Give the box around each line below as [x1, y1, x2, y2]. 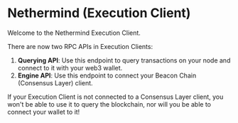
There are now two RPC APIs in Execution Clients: [7, 42, 153, 50]
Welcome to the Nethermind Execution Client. [7, 28, 141, 37]
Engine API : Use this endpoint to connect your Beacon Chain [17, 71, 197, 80]
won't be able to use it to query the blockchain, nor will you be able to [7, 100, 212, 108]
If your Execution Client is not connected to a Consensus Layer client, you [7, 92, 224, 101]
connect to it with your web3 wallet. [17, 63, 123, 72]
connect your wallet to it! [7, 107, 80, 116]
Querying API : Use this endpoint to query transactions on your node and [17, 55, 231, 65]
